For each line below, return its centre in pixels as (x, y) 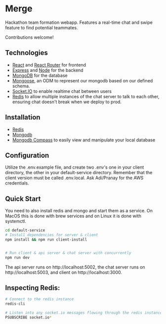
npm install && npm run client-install (46, 239)
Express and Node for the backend (48, 70)
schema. (21, 86)
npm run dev (17, 258)
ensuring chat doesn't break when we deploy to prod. (67, 102)
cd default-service (25, 230)
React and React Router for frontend (49, 65)
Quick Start (23, 199)
